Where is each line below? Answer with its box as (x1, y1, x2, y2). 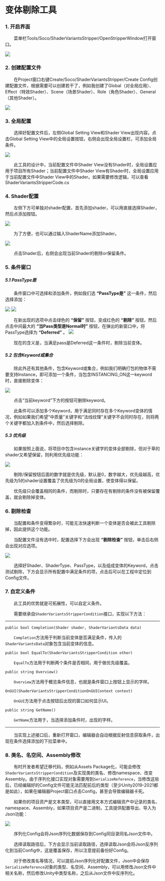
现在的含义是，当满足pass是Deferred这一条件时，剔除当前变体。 (14, 340, 145, 346)
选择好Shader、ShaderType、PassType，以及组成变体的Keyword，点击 (14, 562, 159, 568)
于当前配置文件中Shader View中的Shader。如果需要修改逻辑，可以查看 (5, 174, 149, 180)
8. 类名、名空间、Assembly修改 (5, 752, 81, 758)
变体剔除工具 (5, 4, 57, 16)
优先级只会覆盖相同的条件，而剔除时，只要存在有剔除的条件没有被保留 (14, 488, 156, 494)
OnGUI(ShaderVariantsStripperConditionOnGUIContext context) (5, 689, 133, 693)
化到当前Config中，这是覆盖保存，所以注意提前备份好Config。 (5, 848, 132, 853)
